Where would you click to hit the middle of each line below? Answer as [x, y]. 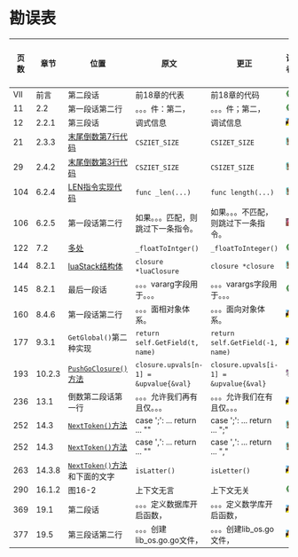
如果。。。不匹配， [242, 212]
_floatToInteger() [244, 248]
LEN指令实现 [91, 186]
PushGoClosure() [98, 369]
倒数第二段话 [91, 396]
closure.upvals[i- [244, 365]
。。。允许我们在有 [242, 396]
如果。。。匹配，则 [166, 217]
